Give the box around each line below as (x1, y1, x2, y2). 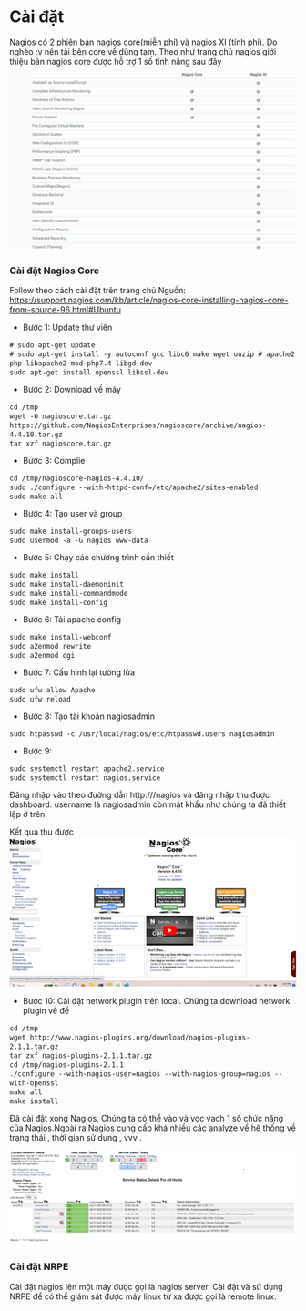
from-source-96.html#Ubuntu (9, 304, 121, 315)
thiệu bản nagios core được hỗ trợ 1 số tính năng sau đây (9, 56, 222, 67)
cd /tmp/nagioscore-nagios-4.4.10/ (9, 474, 145, 484)
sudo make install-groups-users (9, 527, 132, 537)
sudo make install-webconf (9, 633, 112, 642)
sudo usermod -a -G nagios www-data (9, 536, 148, 546)
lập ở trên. (9, 809, 48, 820)
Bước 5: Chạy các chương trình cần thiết (22, 552, 175, 563)
